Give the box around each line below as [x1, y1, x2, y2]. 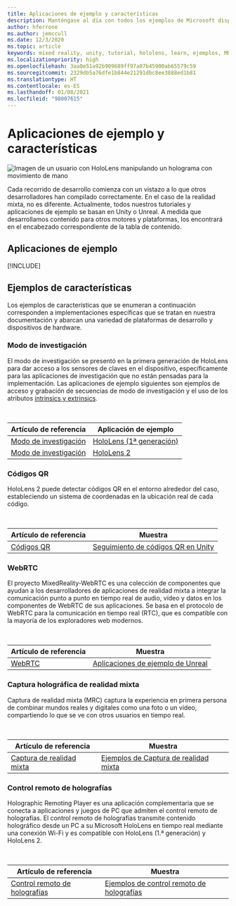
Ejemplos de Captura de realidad [100, 753, 209, 762]
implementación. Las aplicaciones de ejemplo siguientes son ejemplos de [7, 379, 220, 387]
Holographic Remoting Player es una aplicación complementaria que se [7, 799, 214, 807]
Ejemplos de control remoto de [105, 879, 206, 888]
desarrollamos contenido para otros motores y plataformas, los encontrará [7, 215, 223, 223]
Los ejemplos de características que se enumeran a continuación [7, 301, 197, 309]
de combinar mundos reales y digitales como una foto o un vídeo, [7, 703, 197, 712]
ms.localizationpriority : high [7, 56, 99, 63]
